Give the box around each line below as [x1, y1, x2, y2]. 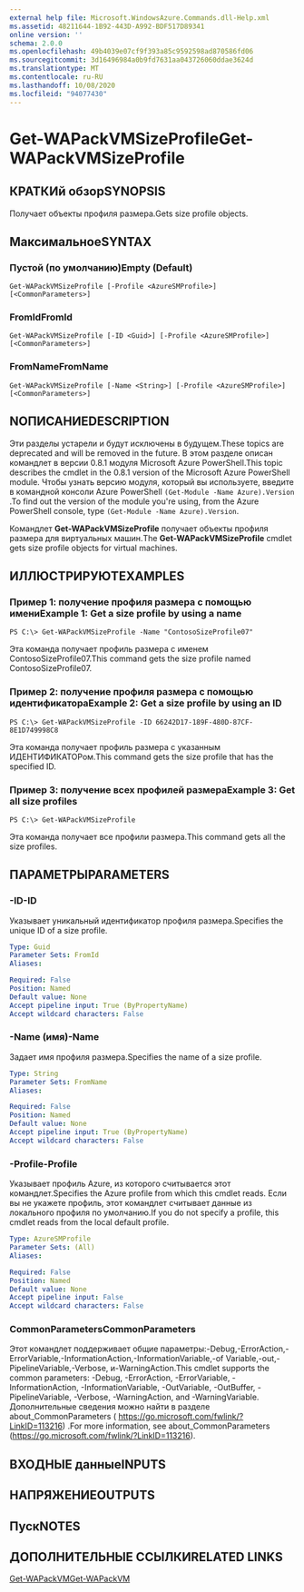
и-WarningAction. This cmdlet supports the [110, 1363, 270, 1374]
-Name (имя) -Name [9, 1031, 100, 1043]
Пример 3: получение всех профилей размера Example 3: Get [9, 783, 296, 796]
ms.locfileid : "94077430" [9, 89, 107, 98]
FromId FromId [9, 311, 73, 323]
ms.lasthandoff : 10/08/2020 [9, 81, 116, 90]
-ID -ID [9, 895, 38, 907]
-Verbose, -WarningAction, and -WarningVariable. [74, 1391, 260, 1403]
